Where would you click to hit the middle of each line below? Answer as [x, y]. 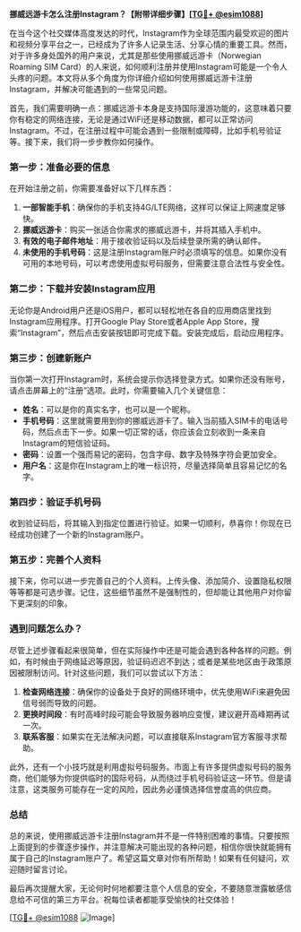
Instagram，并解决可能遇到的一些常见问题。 [90, 89]
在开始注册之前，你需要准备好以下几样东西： [92, 188]
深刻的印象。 [48, 603]
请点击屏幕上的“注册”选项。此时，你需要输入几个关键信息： [119, 390]
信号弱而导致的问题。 [61, 703]
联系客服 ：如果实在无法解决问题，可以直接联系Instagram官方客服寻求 [150, 736]
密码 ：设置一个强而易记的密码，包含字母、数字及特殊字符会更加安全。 [152, 454]
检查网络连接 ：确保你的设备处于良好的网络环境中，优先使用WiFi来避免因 [156, 691]
